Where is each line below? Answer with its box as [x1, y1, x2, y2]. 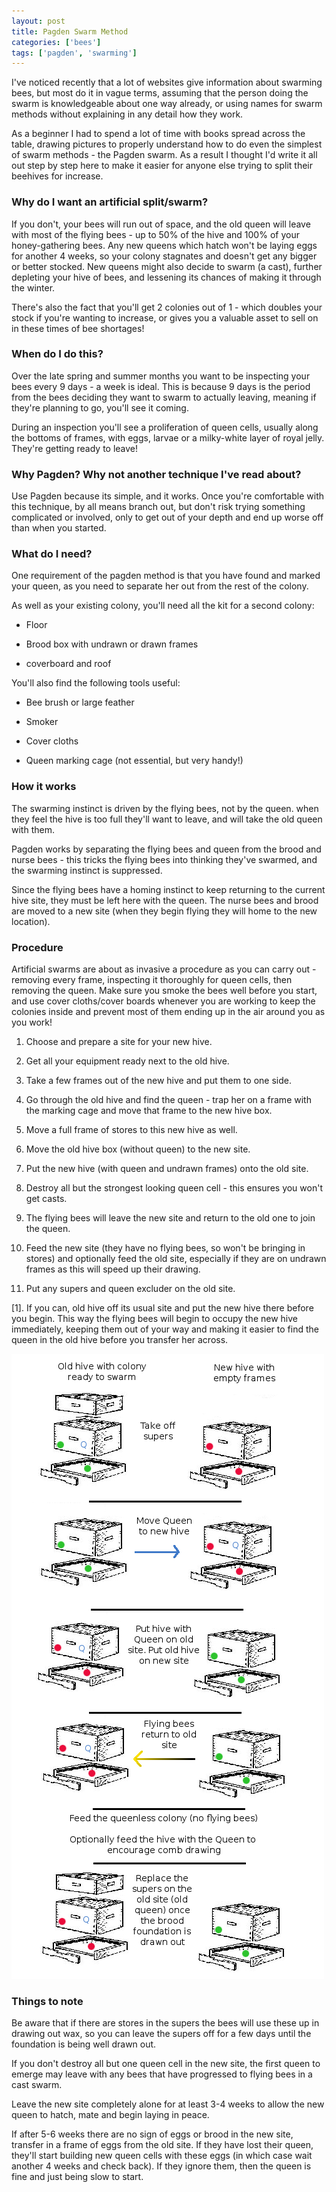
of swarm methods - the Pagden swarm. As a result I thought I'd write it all [11, 149, 318, 161]
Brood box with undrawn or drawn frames [25, 638, 199, 650]
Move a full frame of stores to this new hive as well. [25, 1124, 238, 1136]
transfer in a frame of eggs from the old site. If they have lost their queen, [11, 2139, 314, 2151]
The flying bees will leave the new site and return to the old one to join [25, 1212, 316, 1224]
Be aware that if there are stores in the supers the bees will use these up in [11, 2017, 320, 2029]
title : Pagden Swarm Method [11, 26, 129, 37]
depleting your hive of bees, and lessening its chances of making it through [11, 271, 322, 283]
